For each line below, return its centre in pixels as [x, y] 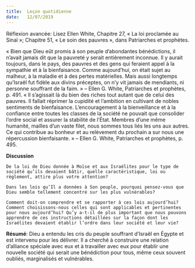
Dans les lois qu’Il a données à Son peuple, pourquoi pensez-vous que [95, 187]
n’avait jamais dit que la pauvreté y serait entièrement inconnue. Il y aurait [94, 57]
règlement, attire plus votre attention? [57, 177]
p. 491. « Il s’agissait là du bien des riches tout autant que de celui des [90, 95]
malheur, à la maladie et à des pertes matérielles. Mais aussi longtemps [92, 76]
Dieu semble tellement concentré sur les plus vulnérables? [81, 192]
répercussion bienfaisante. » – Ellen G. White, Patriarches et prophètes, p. [95, 138]
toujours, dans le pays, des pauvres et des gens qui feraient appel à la [90, 63]
